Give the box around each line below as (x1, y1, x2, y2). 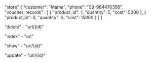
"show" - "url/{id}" (4, 43, 42, 48)
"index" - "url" (4, 34, 34, 39)
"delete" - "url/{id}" (4, 24, 44, 30)
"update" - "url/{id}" (4, 52, 46, 58)
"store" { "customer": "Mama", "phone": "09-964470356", (4, 4, 123, 10)
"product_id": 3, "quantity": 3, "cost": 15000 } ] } (4, 15, 103, 20)
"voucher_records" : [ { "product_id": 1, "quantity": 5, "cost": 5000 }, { (4, 9, 147, 15)
